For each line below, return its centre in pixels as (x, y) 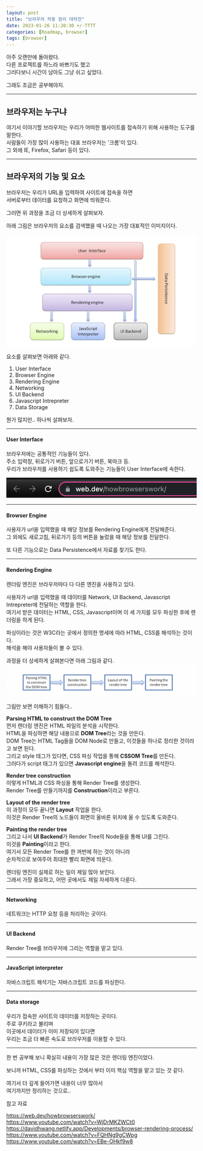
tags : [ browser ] (27, 38)
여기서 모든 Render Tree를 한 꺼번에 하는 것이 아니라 (68, 852)
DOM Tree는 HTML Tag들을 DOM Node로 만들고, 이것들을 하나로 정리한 (92, 741)
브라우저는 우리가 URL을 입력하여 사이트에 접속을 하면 (69, 192)
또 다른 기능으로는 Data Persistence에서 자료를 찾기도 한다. (76, 550)
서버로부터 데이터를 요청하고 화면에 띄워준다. (59, 200)
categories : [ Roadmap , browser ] (47, 32)
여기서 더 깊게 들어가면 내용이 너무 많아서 (55, 1083)
